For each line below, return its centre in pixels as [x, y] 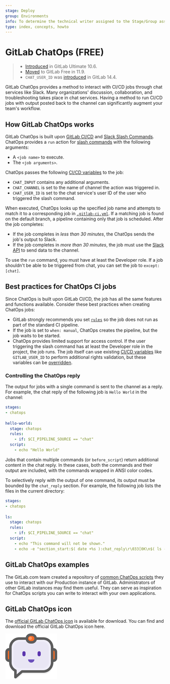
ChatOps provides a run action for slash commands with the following [78, 142]
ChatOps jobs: [20, 309]
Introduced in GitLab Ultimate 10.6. [61, 66]
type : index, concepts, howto [37, 27]
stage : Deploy [20, 11]
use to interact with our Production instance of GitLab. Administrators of [80, 582]
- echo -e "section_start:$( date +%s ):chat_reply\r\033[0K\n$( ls [88, 549]
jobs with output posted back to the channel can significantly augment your [84, 103]
